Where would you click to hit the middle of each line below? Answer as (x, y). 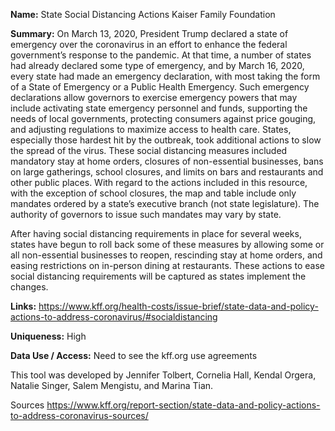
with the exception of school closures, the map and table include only (153, 193)
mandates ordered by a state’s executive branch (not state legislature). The (165, 203)
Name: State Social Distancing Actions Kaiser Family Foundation (143, 14)
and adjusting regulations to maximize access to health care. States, (151, 129)
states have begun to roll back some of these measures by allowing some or (167, 244)
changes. (29, 287)
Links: (23, 306)
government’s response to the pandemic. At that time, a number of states (161, 55)
